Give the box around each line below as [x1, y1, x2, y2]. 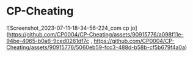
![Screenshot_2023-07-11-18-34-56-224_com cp [6, 24, 129, 32]
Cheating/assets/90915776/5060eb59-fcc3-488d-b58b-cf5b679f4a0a [6, 44, 185, 51]
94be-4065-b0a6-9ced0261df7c [6, 37, 90, 44]
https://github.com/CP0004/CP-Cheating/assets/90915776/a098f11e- [8, 30, 184, 38]
